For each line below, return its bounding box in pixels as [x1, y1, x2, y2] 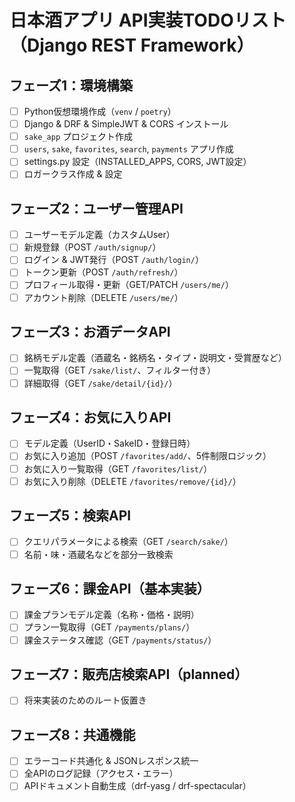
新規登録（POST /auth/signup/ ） [23, 241, 162, 253]
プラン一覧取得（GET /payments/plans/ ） [23, 621, 196, 633]
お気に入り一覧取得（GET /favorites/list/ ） [23, 462, 213, 475]
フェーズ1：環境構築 [9, 77, 134, 94]
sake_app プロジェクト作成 [23, 131, 133, 143]
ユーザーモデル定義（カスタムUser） [23, 229, 176, 241]
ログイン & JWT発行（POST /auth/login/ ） [23, 254, 204, 266]
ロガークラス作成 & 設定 [23, 168, 123, 180]
